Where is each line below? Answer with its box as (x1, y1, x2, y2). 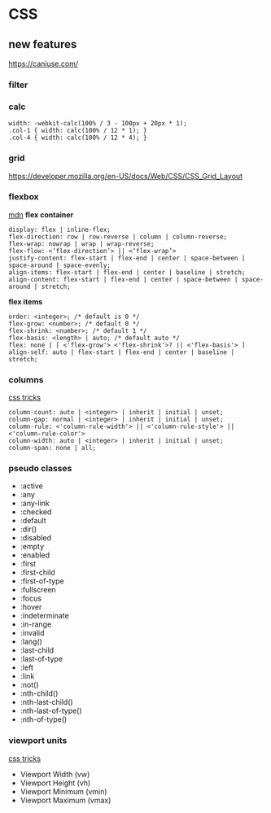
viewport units (8, 735, 68, 746)
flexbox (8, 191, 39, 203)
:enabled (20, 550, 50, 560)
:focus (20, 593, 42, 603)
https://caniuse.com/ (8, 59, 79, 68)
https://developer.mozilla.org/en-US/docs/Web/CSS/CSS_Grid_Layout (8, 171, 243, 181)
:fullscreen (20, 585, 57, 595)
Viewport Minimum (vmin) (20, 786, 107, 796)
